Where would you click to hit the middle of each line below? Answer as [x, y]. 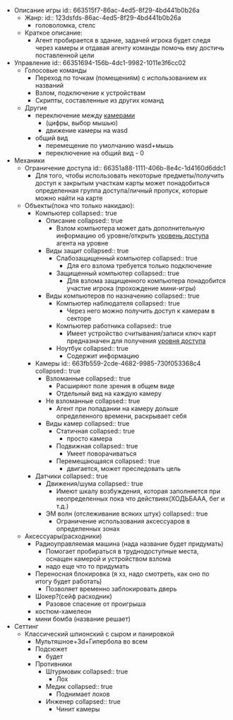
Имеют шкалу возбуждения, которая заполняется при [138, 491]
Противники [54, 664]
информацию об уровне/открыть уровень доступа [133, 236]
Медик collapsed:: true [79, 686]
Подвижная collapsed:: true [97, 446]
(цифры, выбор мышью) [82, 123]
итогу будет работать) [68, 581]
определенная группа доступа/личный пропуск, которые [121, 191]
